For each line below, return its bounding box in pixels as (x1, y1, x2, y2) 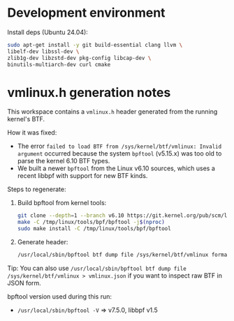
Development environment (7, 5, 166, 21)
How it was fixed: (7, 128, 57, 137)
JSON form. (7, 278, 42, 287)
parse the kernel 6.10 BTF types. (17, 157, 110, 165)
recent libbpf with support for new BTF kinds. (17, 172, 148, 180)
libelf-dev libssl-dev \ (7, 47, 80, 55)
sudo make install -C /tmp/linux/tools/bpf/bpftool (17, 225, 171, 232)
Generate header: (17, 238, 68, 246)
